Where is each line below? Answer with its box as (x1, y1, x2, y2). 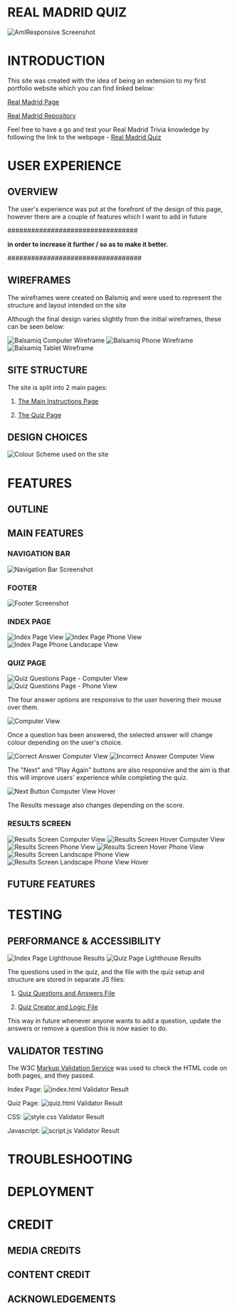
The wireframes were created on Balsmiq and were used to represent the (7, 293, 222, 302)
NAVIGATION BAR (7, 549, 70, 559)
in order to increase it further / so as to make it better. (7, 240, 169, 248)
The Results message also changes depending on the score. (7, 801, 185, 810)
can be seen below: (7, 322, 65, 331)
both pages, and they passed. (7, 1071, 95, 1079)
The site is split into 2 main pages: (7, 383, 108, 391)
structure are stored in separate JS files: (7, 976, 126, 984)
